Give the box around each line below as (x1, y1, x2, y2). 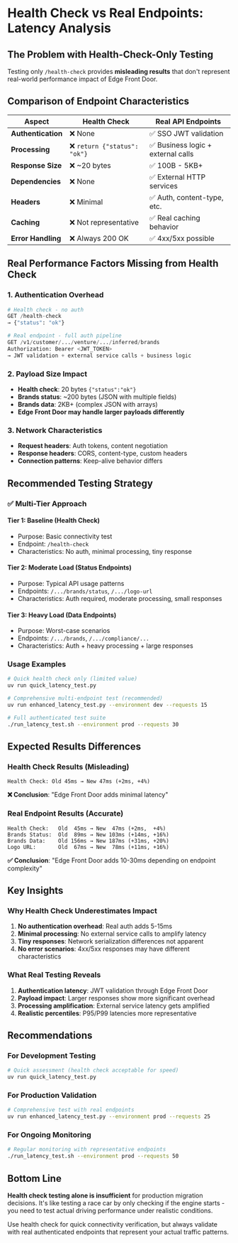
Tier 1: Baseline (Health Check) (7, 516, 101, 525)
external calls (149, 149, 194, 159)
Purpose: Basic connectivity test (17, 532, 113, 540)
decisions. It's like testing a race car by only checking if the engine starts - (7, 1199, 225, 1207)
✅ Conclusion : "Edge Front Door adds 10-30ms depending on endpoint (7, 855, 216, 865)
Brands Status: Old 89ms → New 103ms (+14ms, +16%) (7, 831, 170, 838)
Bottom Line (7, 1172, 62, 1185)
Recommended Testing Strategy (7, 477, 154, 489)
